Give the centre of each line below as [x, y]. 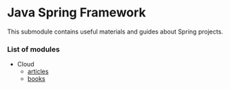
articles [38, 72]
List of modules [33, 49]
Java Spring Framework [77, 13]
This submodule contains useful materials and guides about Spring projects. [115, 31]
